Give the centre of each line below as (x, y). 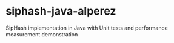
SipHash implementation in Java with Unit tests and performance (87, 28)
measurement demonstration (42, 34)
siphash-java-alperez (61, 11)
